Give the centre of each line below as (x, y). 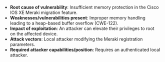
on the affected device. (34, 34)
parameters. (22, 44)
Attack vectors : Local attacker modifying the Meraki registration (76, 39)
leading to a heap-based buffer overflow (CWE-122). (64, 23)
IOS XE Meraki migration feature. (44, 12)
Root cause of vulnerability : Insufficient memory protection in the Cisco (84, 7)
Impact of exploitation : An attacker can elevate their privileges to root (82, 28)
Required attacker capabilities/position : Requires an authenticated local (85, 50)
